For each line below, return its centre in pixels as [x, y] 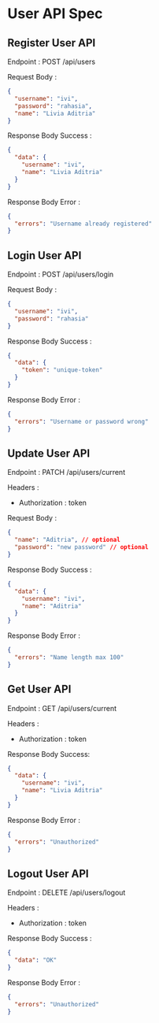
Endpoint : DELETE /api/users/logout [67, 893]
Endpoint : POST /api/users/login [61, 274]
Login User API [44, 256]
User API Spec [55, 14]
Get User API [39, 689]
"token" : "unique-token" [62, 370]
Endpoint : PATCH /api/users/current [67, 473]
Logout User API [48, 874]
